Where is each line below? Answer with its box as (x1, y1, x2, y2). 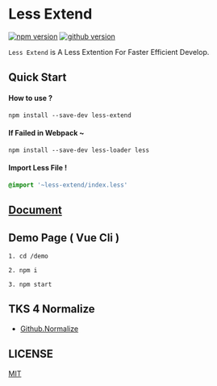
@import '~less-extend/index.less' (8, 181, 128, 189)
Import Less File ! (8, 163, 67, 173)
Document (8, 203, 62, 217)
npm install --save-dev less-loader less (8, 146, 150, 154)
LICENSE (8, 347, 54, 361)
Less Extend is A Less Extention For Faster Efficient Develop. (8, 47, 210, 57)
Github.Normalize (19, 324, 79, 334)
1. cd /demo (8, 252, 48, 261)
